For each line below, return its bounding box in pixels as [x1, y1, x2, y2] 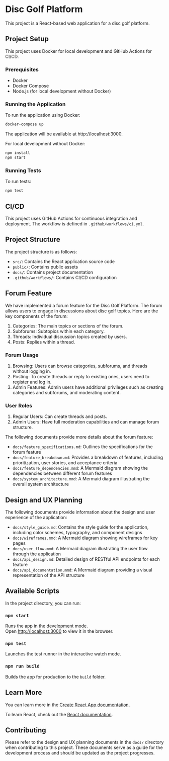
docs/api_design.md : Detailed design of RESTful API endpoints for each [12, 556, 160, 562]
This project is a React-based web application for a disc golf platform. [5, 20, 150, 26]
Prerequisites [5, 66, 39, 73]
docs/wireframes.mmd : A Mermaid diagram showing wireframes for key [12, 535, 158, 541]
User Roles [5, 402, 33, 409]
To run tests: [5, 179, 31, 185]
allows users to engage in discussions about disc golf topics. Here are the [5, 308, 158, 314]
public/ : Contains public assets [12, 264, 78, 270]
